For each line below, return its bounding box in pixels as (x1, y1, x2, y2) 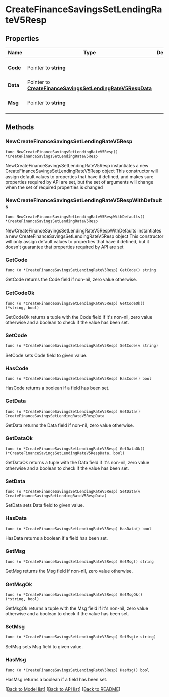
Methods (5, 123, 34, 132)
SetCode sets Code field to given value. (5, 352, 88, 358)
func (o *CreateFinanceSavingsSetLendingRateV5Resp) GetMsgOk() (5, 592, 143, 597)
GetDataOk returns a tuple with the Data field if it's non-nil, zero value (5, 459, 150, 466)
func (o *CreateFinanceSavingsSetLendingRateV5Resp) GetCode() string (5, 268, 156, 273)
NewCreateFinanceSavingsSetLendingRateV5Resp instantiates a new (5, 162, 149, 168)
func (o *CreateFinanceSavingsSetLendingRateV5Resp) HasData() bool (5, 526, 152, 532)
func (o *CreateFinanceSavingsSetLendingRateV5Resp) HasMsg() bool (5, 667, 150, 673)
